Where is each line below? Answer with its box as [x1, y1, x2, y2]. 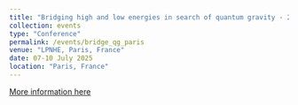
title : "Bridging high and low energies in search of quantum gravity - [9, 12, 284, 22]
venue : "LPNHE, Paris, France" [9, 46, 125, 55]
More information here [9, 86, 91, 97]
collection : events [9, 21, 82, 30]
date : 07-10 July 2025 [9, 54, 93, 63]
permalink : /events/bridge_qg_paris [9, 37, 145, 47]
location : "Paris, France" [9, 63, 109, 71]
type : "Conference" [9, 29, 82, 38]
